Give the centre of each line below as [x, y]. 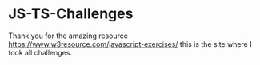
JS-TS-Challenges [71, 14]
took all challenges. [40, 52]
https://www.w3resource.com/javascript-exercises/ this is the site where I [130, 44]
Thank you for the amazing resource [68, 36]
